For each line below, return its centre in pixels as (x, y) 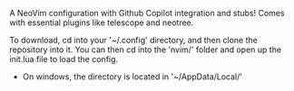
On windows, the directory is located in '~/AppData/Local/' (132, 77)
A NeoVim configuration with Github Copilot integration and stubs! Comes (147, 13)
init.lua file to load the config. (64, 59)
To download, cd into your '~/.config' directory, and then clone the (134, 40)
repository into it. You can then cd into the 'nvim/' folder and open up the (146, 50)
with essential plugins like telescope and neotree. (102, 23)
